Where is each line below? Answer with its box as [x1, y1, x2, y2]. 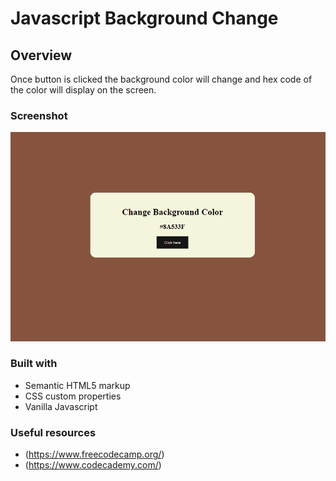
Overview [10, 47, 73, 64]
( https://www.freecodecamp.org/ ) [24, 448, 165, 461]
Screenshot [10, 108, 68, 122]
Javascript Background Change [10, 7, 279, 30]
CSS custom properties [24, 390, 122, 402]
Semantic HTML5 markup [24, 379, 131, 391]
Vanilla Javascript [24, 400, 98, 412]
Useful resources [10, 425, 97, 439]
